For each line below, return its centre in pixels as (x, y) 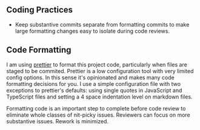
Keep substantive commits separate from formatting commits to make (102, 24)
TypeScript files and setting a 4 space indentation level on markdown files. (99, 97)
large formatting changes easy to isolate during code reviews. (92, 31)
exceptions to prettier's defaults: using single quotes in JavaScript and (94, 90)
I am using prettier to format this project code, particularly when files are (97, 64)
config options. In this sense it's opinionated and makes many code (90, 77)
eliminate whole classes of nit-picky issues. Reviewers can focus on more (98, 115)
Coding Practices (40, 10)
